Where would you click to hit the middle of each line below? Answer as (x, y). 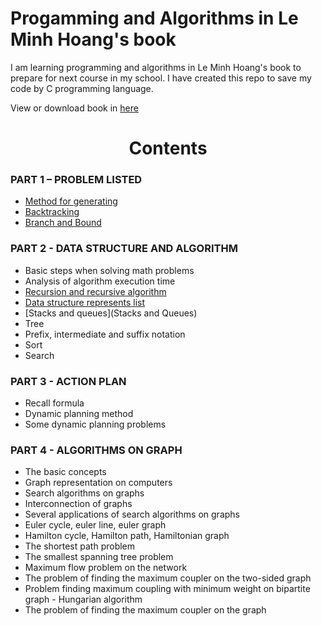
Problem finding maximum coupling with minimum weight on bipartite (167, 589)
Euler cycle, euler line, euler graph (95, 525)
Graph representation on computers (98, 483)
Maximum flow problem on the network (106, 568)
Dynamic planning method (79, 414)
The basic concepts (65, 472)
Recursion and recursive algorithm (95, 291)
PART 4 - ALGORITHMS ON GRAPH (96, 450)
